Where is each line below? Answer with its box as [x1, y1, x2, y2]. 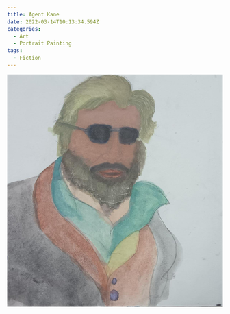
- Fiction [13, 55, 41, 62]
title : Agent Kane [7, 11, 60, 18]
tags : [7, 47, 23, 54]
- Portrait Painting [13, 40, 72, 47]
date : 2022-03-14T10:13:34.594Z [7, 18, 99, 25]
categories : [7, 25, 41, 32]
